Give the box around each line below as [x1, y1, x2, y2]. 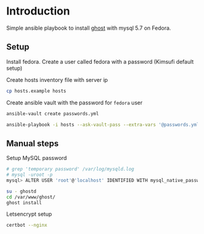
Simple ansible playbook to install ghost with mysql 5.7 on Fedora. [6, 24, 171, 32]
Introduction [6, 4, 70, 18]
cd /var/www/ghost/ [6, 194, 56, 200]
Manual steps [6, 138, 59, 149]
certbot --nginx [6, 222, 47, 229]
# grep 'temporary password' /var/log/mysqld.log [6, 166, 135, 172]
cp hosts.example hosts [6, 88, 67, 94]
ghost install [6, 199, 42, 206]
